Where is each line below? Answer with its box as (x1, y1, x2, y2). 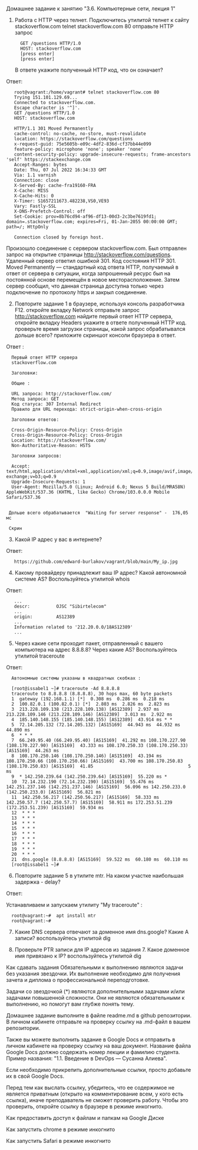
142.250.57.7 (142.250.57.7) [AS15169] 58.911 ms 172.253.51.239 (6, 800, 173, 806)
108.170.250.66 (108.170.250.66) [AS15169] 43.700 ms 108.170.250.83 (6, 758, 183, 764)
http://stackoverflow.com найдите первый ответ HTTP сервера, (14, 313, 173, 320)
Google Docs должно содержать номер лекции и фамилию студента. (6, 1049, 180, 1055)
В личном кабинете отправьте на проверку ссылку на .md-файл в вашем (6, 1018, 190, 1025)
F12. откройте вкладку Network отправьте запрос (14, 307, 140, 313)
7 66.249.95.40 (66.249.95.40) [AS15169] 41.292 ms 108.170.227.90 (11, 737, 186, 743)
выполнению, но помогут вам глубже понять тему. (6, 1000, 134, 1007)
